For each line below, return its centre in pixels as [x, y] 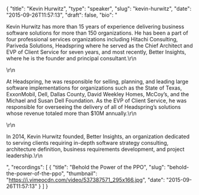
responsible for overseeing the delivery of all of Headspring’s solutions [94, 107]
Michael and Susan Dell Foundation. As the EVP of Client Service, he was [97, 100]
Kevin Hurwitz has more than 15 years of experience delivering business [95, 27]
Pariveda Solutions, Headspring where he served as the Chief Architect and [99, 45]
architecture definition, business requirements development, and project [95, 149]
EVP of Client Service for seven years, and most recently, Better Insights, [96, 52]
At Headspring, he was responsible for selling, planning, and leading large [97, 81]
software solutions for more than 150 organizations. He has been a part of [97, 33]
